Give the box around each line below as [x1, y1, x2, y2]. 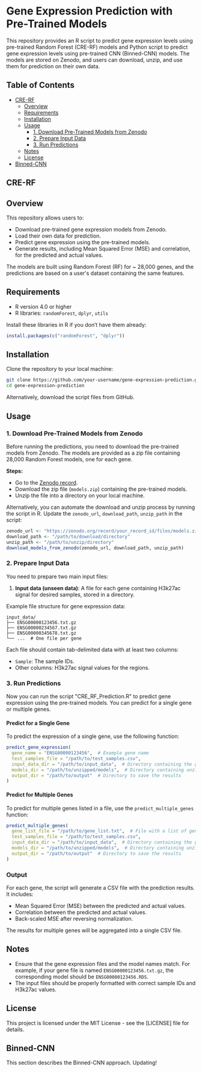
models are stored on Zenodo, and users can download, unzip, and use [6, 56, 183, 63]
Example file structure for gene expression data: [6, 602, 126, 610]
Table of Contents [6, 80, 75, 90]
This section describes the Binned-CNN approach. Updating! [6, 1059, 158, 1067]
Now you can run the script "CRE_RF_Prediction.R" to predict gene [6, 692, 171, 700]
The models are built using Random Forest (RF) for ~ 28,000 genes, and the [6, 263, 194, 270]
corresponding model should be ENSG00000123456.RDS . [14, 973, 148, 980]
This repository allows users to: [6, 214, 84, 221]
